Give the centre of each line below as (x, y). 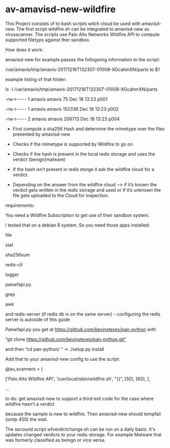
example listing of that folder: (36, 79)
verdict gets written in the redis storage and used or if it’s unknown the (87, 190)
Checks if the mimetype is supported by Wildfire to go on (73, 144)
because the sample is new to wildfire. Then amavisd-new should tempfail (83, 414)
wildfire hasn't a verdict (30, 404)
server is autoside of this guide (38, 319)
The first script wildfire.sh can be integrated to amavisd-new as (83, 29)
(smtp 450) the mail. (26, 419)
